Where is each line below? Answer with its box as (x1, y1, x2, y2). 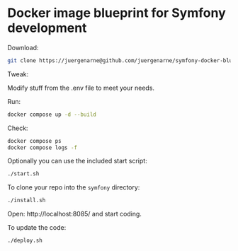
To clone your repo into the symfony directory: (7, 183, 140, 192)
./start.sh (7, 170, 40, 177)
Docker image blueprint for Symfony (7, 5, 227, 21)
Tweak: (7, 69, 29, 78)
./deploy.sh (7, 237, 42, 245)
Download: (7, 43, 39, 52)
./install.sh (7, 197, 46, 204)
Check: (7, 124, 28, 132)
